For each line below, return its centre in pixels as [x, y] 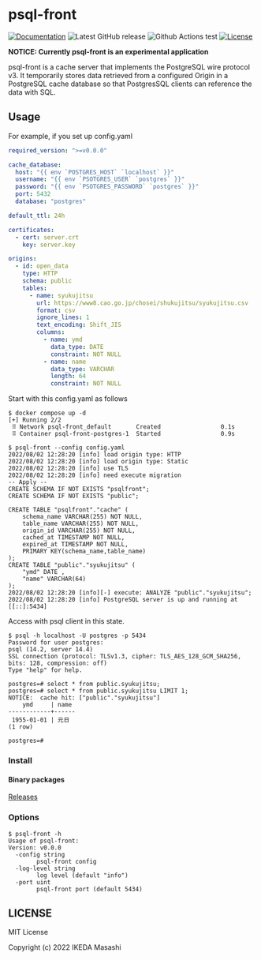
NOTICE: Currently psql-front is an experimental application [108, 51]
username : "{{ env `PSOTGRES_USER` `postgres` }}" [100, 179]
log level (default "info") [82, 875]
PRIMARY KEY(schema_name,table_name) [84, 551]
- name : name [65, 362]
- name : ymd [63, 339]
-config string [40, 854]
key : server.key [49, 245]
